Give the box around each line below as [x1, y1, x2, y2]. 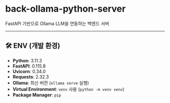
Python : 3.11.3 [12, 57, 42, 63]
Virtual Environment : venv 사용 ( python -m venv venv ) [12, 86, 125, 92]
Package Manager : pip [12, 92, 62, 98]
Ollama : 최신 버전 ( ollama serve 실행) [12, 80, 90, 86]
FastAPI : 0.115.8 [12, 63, 46, 69]
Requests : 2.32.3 [12, 74, 49, 80]
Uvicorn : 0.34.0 [12, 68, 46, 74]
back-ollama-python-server [5, 3, 126, 15]
